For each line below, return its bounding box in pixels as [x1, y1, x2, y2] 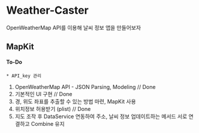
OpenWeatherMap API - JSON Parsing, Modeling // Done [14, 83, 156, 90]
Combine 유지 [31, 120, 65, 127]
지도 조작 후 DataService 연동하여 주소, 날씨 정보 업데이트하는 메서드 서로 [14, 113, 188, 120]
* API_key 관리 [6, 73, 42, 79]
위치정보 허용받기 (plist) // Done [14, 105, 91, 112]
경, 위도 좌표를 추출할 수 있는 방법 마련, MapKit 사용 [14, 98, 136, 105]
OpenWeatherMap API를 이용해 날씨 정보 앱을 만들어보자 [6, 24, 141, 31]
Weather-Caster [6, 4, 89, 17]
